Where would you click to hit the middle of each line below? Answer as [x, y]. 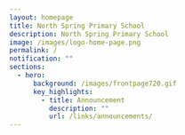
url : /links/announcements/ [101, 116]
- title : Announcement [83, 100]
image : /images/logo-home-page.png [75, 42]
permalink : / [33, 51]
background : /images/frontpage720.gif [105, 83]
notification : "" [41, 59]
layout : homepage [41, 17]
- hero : [32, 75]
